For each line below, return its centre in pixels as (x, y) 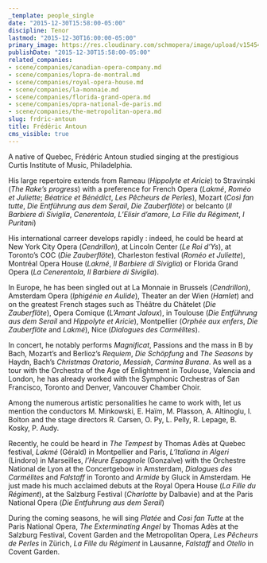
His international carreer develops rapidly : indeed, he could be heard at (126, 238)
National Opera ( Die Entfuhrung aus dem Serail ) (87, 503)
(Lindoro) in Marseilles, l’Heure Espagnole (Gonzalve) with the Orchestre (127, 460)
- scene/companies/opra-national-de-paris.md (85, 104)
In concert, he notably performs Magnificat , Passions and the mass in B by (131, 345)
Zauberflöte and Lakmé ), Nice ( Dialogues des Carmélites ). (104, 329)
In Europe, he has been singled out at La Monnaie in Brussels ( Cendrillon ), (130, 287)
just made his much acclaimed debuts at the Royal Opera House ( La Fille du (132, 485)
